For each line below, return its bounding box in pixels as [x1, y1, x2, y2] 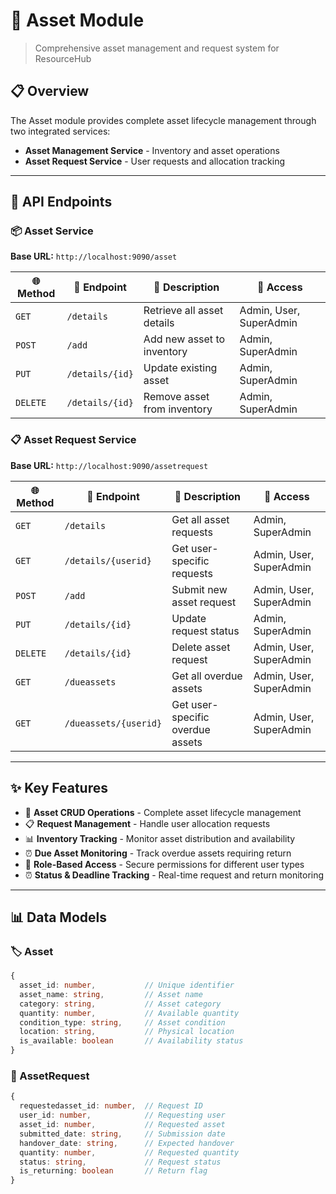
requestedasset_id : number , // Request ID [19, 1101, 203, 1111]
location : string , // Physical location [19, 1027, 235, 1037]
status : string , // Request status [19, 1157, 222, 1167]
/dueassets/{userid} [64, 717, 163, 729]
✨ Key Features [10, 780, 108, 797]
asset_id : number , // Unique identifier [19, 980, 235, 991]
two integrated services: [10, 125, 111, 137]
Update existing [143, 361, 218, 375]
